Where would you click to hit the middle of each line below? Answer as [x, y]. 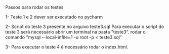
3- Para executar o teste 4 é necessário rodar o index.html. [67, 47]
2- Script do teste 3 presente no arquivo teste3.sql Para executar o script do [85, 26]
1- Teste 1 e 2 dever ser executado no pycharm [54, 17]
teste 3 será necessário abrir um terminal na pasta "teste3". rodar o [75, 32]
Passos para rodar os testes [34, 7]
